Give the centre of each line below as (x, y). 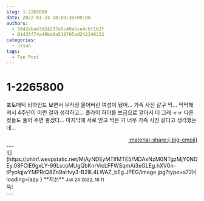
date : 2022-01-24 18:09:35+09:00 (49, 18)
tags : (13, 52)
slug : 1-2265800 (27, 12)
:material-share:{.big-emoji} (163, 140)
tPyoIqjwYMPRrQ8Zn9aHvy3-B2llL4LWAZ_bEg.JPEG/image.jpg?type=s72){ (101, 172)
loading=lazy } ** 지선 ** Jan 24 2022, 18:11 (55, 179)
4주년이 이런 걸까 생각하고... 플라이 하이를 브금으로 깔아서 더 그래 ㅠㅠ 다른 (106, 112)
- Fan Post (25, 57)
